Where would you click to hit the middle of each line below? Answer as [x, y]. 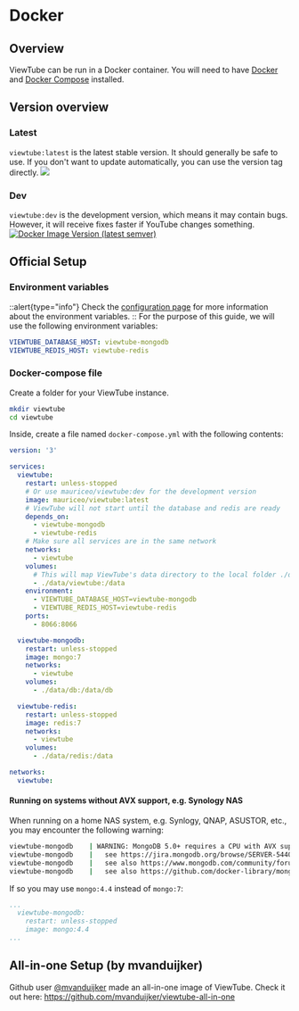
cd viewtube [31, 417]
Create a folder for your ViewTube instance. [89, 393]
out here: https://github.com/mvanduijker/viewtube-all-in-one [122, 997]
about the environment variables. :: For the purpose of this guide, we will [142, 316]
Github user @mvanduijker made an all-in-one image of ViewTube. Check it [147, 987]
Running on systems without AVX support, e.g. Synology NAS [126, 800]
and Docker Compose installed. [67, 79]
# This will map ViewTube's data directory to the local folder [154, 575]
